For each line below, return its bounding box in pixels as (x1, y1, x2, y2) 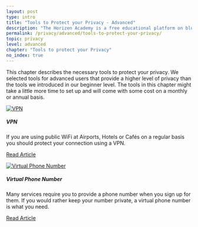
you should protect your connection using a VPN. (6, 139, 126, 146)
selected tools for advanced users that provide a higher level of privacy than (6, 75, 192, 82)
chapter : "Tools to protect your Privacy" (6, 47, 112, 53)
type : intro (6, 14, 35, 20)
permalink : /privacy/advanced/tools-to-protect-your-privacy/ (6, 31, 162, 36)
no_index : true (6, 52, 44, 58)
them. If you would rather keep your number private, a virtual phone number (6, 196, 191, 203)
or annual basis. (6, 94, 45, 101)
